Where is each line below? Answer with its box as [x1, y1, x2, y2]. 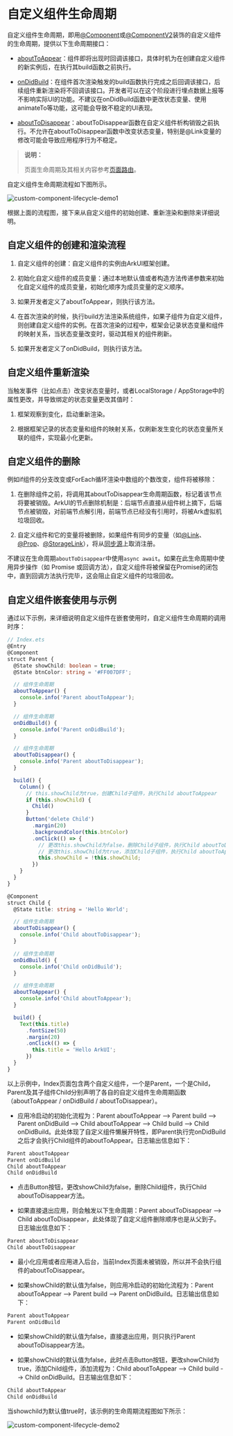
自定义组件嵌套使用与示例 [7, 594, 116, 605]
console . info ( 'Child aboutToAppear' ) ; [19, 995, 132, 1002]
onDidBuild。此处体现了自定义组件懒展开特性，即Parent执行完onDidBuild [17, 1127, 226, 1136]
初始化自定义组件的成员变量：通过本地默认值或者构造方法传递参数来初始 [17, 274, 224, 282]
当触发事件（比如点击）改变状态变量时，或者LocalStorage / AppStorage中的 [7, 386, 225, 395]
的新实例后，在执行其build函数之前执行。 [17, 63, 135, 71]
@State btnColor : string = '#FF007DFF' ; [13, 669, 132, 676]
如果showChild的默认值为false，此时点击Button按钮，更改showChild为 [17, 1355, 220, 1364]
